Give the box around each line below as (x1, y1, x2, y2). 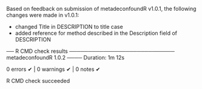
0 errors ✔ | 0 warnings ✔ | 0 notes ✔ (6, 66, 101, 73)
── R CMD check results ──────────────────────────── (6, 48, 175, 55)
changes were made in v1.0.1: (6, 11, 79, 19)
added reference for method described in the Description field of (15, 29, 178, 37)
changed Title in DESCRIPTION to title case (15, 23, 123, 30)
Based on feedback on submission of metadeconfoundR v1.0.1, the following (6, 5, 197, 12)
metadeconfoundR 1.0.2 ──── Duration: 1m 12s (6, 54, 125, 61)
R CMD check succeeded (6, 78, 70, 84)
